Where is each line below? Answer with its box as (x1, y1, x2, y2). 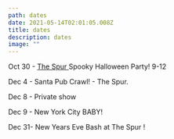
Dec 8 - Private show (8, 92, 77, 102)
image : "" (8, 41, 41, 48)
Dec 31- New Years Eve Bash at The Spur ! (8, 123, 146, 132)
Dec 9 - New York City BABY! (8, 107, 103, 117)
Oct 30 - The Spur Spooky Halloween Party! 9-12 (8, 62, 167, 71)
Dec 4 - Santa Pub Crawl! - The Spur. (8, 77, 129, 87)
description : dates (8, 33, 72, 41)
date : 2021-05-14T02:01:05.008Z (8, 19, 114, 27)
